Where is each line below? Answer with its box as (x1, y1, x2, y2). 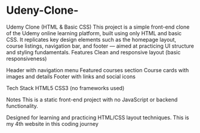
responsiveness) (6, 55, 47, 62)
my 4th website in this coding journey (6, 120, 99, 127)
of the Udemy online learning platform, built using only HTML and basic (6, 29, 182, 36)
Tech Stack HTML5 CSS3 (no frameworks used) (6, 84, 125, 91)
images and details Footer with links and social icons (6, 73, 136, 80)
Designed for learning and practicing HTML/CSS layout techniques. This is (6, 114, 189, 121)
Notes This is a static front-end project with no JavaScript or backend (6, 96, 178, 103)
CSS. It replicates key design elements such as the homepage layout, (6, 36, 176, 43)
